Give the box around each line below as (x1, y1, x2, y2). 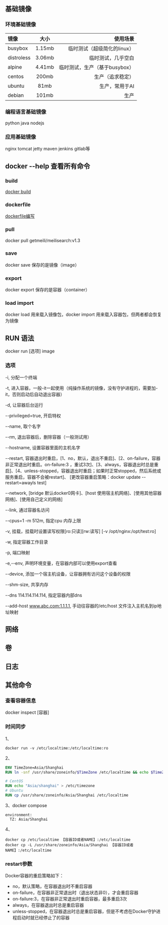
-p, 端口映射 (5, 549, 30, 556)
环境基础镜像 (5, 21, 36, 28)
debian (7, 92, 24, 99)
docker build (5, 189, 31, 195)
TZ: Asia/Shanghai (9, 817, 48, 822)
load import (5, 300, 34, 307)
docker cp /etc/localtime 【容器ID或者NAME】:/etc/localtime (5, 837, 131, 842)
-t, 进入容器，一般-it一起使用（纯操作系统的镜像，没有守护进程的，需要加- (5, 385, 158, 391)
